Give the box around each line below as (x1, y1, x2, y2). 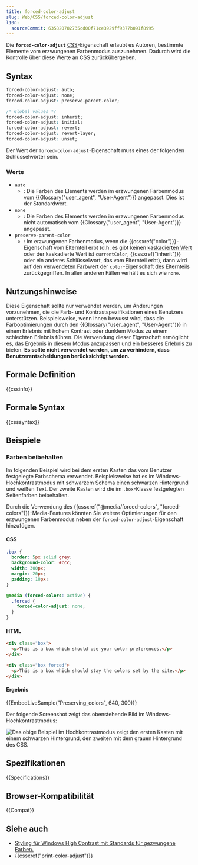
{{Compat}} (6, 806, 34, 814)
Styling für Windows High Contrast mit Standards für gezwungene (14, 840, 176, 847)
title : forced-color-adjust (6, 8, 75, 15)
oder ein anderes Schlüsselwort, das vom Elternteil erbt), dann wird (23, 257, 187, 264)
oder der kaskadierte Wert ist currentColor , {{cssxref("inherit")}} (23, 250, 181, 258)
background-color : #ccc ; (11, 560, 72, 566)
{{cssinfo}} (6, 385, 33, 393)
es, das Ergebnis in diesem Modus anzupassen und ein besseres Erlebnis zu (6, 340, 192, 347)
